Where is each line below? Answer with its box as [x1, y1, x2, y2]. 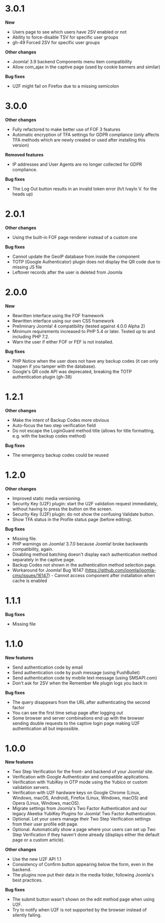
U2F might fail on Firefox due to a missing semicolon [12, 83, 119, 89]
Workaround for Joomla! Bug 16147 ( [12, 567, 87, 573]
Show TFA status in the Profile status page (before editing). [12, 516, 132, 522]
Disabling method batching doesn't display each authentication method [12, 551, 158, 557]
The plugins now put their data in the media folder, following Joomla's [12, 872, 154, 878]
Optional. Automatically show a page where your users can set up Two [12, 826, 156, 832]
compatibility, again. [12, 546, 53, 552]
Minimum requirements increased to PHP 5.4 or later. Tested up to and [12, 328, 155, 334]
